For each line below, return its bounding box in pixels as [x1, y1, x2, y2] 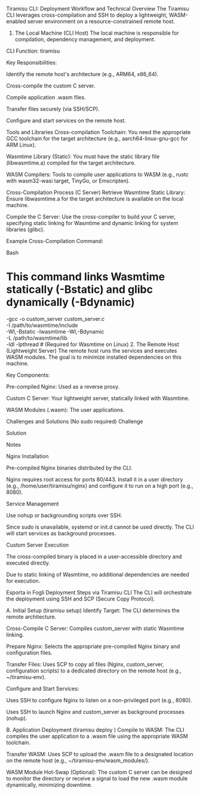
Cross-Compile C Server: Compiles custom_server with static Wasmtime [6, 625, 184, 632]
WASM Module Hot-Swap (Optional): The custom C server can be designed [6, 768, 192, 775]
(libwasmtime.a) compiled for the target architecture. [6, 159, 136, 166]
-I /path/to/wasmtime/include [6, 322, 79, 329]
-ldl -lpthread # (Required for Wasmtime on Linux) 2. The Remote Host [6, 341, 179, 348]
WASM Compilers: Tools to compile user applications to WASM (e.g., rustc [6, 171, 189, 178]
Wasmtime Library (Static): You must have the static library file [6, 153, 160, 160]
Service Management [6, 500, 59, 507]
